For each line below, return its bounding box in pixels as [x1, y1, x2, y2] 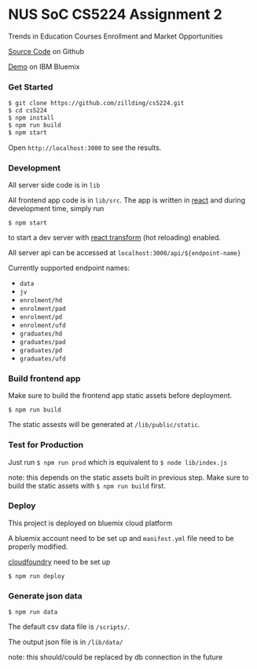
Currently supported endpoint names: [8, 263, 130, 272]
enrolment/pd [19, 313, 63, 321]
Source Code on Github [8, 46, 85, 56]
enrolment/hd [19, 296, 63, 304]
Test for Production [8, 440, 84, 451]
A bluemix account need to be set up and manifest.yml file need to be [8, 533, 234, 543]
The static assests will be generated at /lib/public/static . [8, 420, 200, 430]
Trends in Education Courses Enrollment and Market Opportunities [8, 31, 223, 41]
